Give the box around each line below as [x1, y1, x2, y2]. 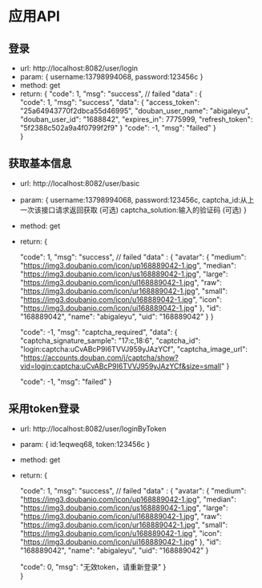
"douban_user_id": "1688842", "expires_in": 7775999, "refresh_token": [19, 115, 253, 124]
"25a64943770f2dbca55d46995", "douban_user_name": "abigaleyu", [19, 106, 250, 115]
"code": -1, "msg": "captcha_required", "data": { [19, 327, 178, 336]
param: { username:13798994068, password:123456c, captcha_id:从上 [19, 195, 255, 204]
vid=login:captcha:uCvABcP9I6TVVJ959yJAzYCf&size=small [19, 361, 222, 371]
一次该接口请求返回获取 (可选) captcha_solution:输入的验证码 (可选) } [19, 205, 247, 215]
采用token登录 [8, 402, 80, 416]
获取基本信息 [8, 157, 72, 171]
